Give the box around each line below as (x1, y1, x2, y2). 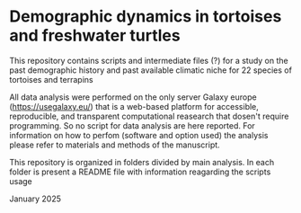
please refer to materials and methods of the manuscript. (9, 139, 220, 150)
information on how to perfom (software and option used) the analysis (9, 129, 269, 140)
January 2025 (9, 193, 61, 204)
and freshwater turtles (9, 25, 181, 46)
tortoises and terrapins (9, 74, 93, 84)
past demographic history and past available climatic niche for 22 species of (9, 65, 292, 75)
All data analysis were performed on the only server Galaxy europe (9, 92, 258, 102)
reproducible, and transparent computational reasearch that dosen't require (9, 111, 289, 121)
